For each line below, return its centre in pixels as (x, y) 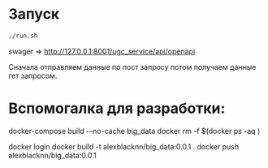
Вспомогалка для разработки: (117, 108)
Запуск (34, 14)
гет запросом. (33, 75)
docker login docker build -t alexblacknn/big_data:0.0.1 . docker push (124, 146)
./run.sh (23, 36)
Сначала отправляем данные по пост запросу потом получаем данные (132, 67)
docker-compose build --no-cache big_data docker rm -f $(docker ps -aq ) (134, 131)
